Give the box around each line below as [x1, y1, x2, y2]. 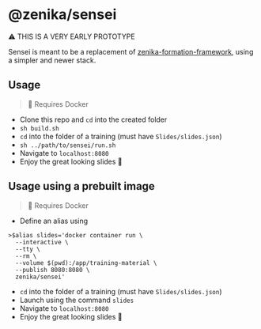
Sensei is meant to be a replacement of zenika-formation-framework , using [8, 47, 254, 56]
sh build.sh [19, 124, 59, 132]
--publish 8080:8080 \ [15, 266, 90, 274]
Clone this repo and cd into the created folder [19, 115, 168, 124]
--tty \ [15, 245, 41, 253]
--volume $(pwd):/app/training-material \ [15, 259, 157, 267]
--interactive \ [15, 238, 69, 246]
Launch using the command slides [19, 295, 134, 304]
